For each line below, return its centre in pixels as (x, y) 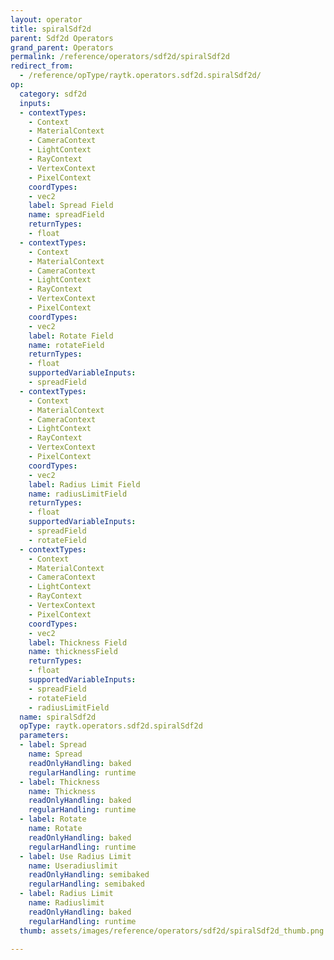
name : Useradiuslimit (73, 866)
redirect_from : (42, 66)
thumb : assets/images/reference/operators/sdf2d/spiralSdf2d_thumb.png (172, 931)
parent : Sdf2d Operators (62, 38)
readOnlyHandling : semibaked (89, 875)
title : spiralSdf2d (51, 29)
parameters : (44, 736)
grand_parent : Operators (62, 47)
